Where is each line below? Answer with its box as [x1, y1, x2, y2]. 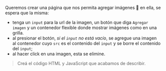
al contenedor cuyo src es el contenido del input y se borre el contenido [12, 40, 161, 46]
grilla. [12, 30, 24, 35]
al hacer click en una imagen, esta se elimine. [12, 51, 106, 57]
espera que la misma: [5, 10, 49, 16]
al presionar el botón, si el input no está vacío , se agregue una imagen [12, 35, 157, 41]
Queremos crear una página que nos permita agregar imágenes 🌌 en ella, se [5, 5, 161, 10]
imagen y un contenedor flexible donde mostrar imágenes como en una [12, 25, 157, 31]
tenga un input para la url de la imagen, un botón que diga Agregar [12, 20, 149, 25]
